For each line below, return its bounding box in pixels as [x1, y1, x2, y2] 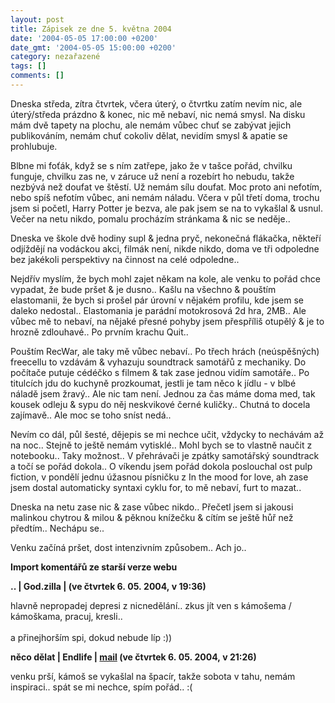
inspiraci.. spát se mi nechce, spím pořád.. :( [10, 681, 193, 693]
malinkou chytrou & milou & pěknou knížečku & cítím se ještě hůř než [10, 511, 294, 523]
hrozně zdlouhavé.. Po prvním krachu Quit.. [10, 326, 189, 338]
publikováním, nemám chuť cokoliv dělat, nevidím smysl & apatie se [10, 129, 288, 141]
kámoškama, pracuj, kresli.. [10, 610, 123, 622]
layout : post [10, 14, 65, 25]
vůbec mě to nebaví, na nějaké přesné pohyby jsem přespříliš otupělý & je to [10, 315, 325, 327]
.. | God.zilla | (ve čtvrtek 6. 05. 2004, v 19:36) [10, 580, 207, 592]
